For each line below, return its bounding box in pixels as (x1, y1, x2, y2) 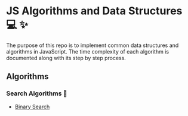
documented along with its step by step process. (6, 54, 127, 61)
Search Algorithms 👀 (6, 89, 67, 98)
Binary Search (14, 103, 50, 110)
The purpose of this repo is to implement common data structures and (6, 42, 179, 49)
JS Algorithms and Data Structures (6, 4, 183, 18)
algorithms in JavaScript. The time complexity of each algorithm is (6, 48, 169, 55)
